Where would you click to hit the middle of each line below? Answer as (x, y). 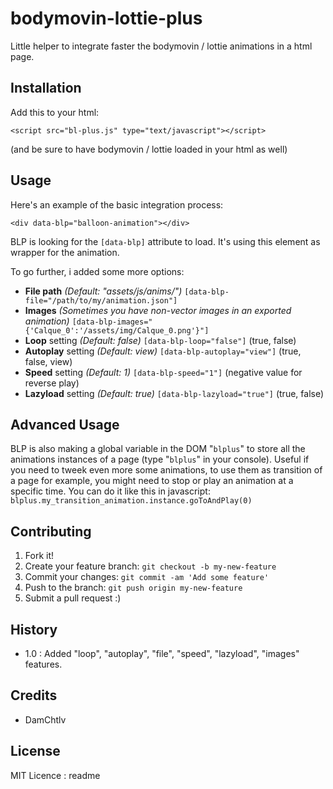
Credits (34, 695)
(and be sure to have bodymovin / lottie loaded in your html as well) (149, 149)
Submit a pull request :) (73, 598)
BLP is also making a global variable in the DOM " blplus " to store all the (158, 449)
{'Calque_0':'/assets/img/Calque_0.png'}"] (117, 330)
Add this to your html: (55, 112)
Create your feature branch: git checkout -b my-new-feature (150, 566)
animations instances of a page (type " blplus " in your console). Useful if (160, 459)
